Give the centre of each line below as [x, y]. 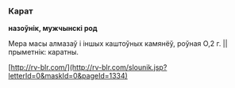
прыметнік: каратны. [44, 52]
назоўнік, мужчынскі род [53, 29]
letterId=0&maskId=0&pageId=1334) [68, 76]
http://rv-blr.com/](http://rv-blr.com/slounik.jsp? [89, 67]
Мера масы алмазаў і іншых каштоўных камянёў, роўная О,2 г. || [118, 44]
